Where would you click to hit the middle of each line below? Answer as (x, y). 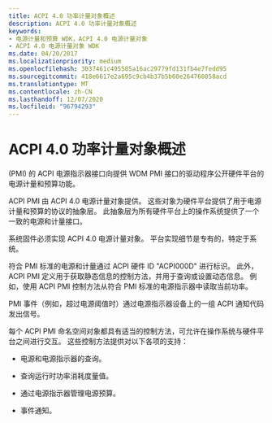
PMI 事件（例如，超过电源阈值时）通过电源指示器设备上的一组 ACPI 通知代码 (136, 304)
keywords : (25, 31)
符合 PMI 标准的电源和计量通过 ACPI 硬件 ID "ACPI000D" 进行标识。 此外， (133, 266)
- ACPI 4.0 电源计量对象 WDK (54, 46)
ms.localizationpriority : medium (65, 62)
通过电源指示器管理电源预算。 (70, 393)
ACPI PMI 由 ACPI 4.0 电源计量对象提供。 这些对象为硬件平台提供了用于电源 (135, 201)
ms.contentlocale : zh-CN (50, 92)
